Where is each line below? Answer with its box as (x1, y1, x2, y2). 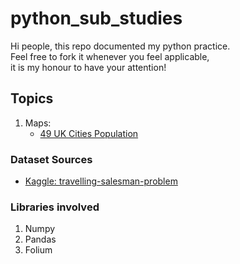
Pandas (24, 233, 57, 246)
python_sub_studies (10, 7, 183, 30)
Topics (10, 90, 54, 107)
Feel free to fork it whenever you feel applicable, (10, 50, 210, 62)
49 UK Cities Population (39, 127, 139, 139)
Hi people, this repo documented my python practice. (10, 40, 231, 52)
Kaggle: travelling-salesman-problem (24, 175, 178, 187)
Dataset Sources (10, 152, 93, 166)
